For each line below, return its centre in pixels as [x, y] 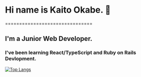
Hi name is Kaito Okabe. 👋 [58, 10]
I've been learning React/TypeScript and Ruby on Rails [70, 53]
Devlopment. [21, 59]
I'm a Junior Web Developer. [49, 39]
